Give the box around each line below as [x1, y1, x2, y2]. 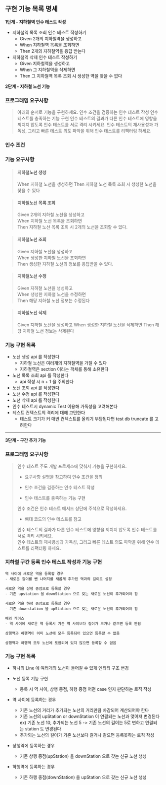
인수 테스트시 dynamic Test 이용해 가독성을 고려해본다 [12, 404, 118, 410]
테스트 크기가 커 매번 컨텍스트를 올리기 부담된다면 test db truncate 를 [19, 416, 154, 422]
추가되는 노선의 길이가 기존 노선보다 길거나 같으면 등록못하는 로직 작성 [19, 732, 155, 738]
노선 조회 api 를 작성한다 [12, 385, 60, 391]
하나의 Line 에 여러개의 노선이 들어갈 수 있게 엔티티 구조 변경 [12, 665, 129, 671]
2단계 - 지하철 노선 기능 [5, 83, 50, 89]
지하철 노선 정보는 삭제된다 [22, 328, 74, 334]
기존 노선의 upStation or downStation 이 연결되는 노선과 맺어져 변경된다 [19, 714, 160, 719]
